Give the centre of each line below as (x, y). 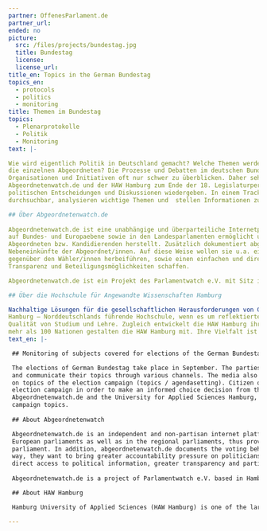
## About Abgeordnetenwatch (58, 420)
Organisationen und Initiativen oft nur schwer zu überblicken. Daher (128, 178)
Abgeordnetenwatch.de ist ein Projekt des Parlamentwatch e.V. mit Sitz (131, 281)
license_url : (37, 68)
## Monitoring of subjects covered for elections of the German (120, 353)
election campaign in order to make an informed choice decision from (131, 390)
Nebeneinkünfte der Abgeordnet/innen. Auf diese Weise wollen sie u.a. (129, 252)
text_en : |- (28, 339)
